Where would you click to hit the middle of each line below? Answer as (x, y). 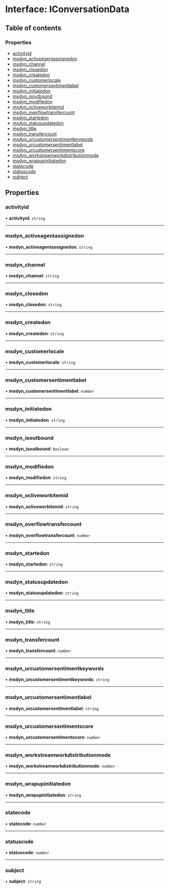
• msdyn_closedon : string (33, 305)
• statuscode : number (27, 853)
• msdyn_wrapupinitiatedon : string (43, 795)
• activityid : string (25, 218)
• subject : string (23, 881)
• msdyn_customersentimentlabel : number (50, 391)
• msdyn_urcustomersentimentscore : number (53, 737)
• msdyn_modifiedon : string (36, 478)
